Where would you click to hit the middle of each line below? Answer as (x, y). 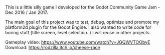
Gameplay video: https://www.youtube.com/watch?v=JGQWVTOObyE (78, 42)
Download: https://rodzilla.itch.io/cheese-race (53, 47)
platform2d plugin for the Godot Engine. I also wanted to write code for (78, 27)
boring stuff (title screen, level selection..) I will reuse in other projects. (78, 32)
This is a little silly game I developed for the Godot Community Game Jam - (83, 7)
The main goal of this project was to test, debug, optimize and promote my (82, 22)
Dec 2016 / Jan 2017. (27, 12)
